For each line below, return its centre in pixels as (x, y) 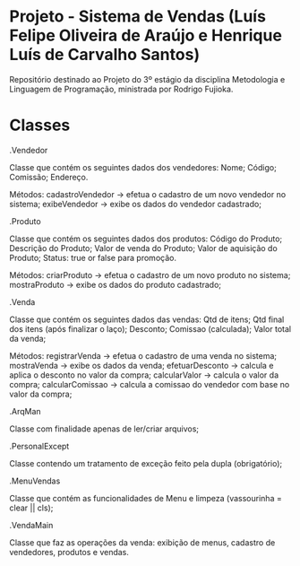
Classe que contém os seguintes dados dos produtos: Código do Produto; (146, 239)
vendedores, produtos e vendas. (69, 552)
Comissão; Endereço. (49, 177)
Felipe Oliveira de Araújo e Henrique (146, 35)
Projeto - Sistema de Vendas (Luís (138, 17)
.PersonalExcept (39, 446)
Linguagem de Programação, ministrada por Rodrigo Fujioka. (121, 89)
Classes (40, 125)
